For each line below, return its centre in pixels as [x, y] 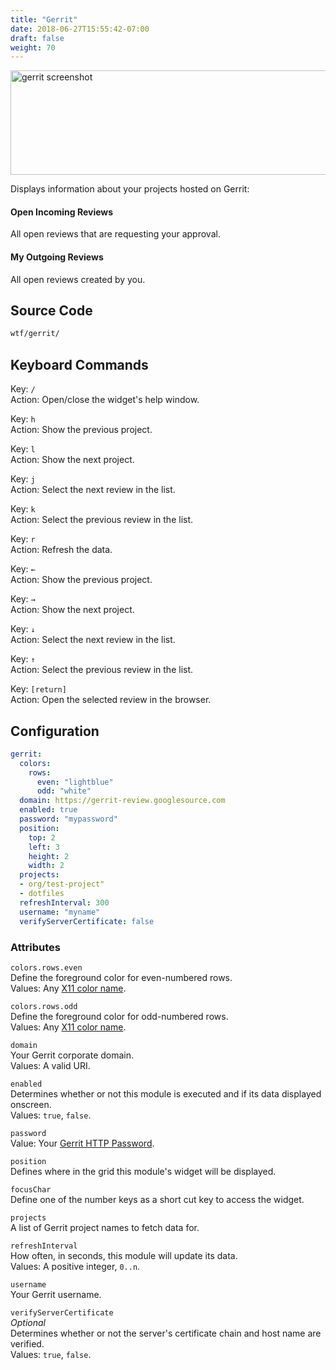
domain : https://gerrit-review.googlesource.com [122, 801]
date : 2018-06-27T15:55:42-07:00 [80, 29]
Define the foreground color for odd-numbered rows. [119, 1016]
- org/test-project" [62, 884]
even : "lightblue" [75, 782]
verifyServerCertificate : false [87, 921]
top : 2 [42, 837]
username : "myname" [60, 912]
